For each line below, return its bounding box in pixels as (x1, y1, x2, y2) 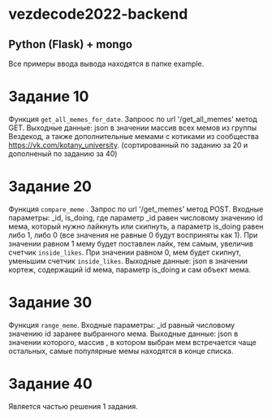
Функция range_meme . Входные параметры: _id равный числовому (8, 320, 235, 330)
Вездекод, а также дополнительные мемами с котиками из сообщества (8, 131, 260, 141)
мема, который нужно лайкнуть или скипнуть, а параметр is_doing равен (8, 221, 264, 231)
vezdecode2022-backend (8, 5, 188, 24)
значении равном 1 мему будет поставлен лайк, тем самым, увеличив (8, 238, 253, 248)
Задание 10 (8, 87, 89, 106)
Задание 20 (8, 177, 92, 196)
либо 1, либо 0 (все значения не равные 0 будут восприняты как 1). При (8, 229, 258, 240)
